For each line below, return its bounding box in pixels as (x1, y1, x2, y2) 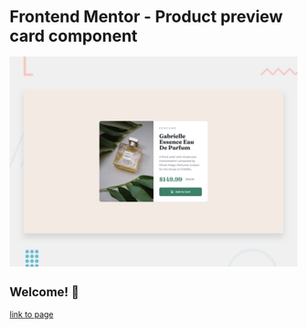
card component (9, 26, 138, 46)
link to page (9, 308, 54, 320)
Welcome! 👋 (9, 284, 79, 300)
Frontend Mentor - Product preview (9, 6, 283, 27)
